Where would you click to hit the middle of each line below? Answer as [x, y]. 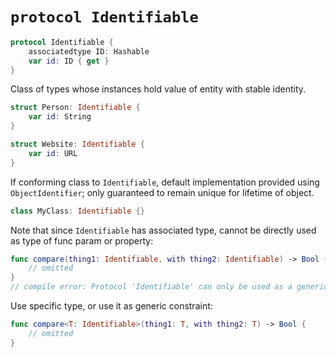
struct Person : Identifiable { [75, 108]
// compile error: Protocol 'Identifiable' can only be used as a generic [169, 287]
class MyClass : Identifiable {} [77, 211]
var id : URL [53, 153]
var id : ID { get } [69, 61]
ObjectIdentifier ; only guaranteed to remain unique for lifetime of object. [162, 192]
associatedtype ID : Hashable [89, 51]
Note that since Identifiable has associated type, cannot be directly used [163, 230]
